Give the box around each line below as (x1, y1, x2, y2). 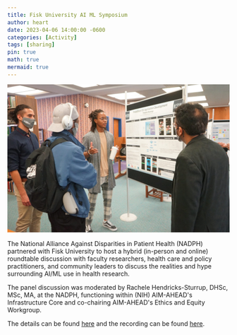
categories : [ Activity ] (7, 34, 78, 41)
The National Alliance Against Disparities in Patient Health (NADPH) (7, 240, 203, 248)
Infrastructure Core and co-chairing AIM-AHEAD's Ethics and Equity (7, 298, 206, 307)
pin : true (7, 49, 37, 56)
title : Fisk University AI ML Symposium (7, 11, 128, 18)
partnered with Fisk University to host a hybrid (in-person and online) (7, 247, 209, 256)
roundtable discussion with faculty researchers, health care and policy (7, 254, 212, 263)
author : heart (7, 18, 49, 26)
